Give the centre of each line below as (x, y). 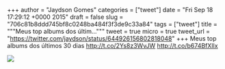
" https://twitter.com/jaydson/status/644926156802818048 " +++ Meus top (112, 39)
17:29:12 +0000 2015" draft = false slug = (65, 17)
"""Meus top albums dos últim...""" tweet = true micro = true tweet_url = (109, 31)
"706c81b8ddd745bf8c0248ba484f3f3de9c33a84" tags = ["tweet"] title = (112, 24)
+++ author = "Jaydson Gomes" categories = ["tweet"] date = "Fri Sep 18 (110, 10)
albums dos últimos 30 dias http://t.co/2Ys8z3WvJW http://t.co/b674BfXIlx (112, 46)
